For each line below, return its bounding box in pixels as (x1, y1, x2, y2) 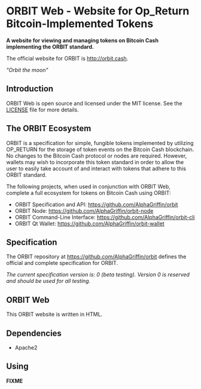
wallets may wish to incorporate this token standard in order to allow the (6, 158, 184, 165)
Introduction (6, 84, 54, 94)
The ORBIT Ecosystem (6, 123, 92, 134)
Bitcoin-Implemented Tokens (6, 17, 154, 31)
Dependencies (6, 328, 62, 338)
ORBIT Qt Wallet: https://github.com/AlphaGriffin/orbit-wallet (14, 220, 165, 227)
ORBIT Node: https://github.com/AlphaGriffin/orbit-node (14, 207, 154, 214)
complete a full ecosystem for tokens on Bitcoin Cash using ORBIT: (6, 189, 171, 196)
